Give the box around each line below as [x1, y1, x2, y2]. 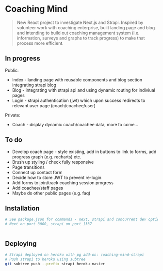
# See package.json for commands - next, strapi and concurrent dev [5, 217, 147, 222]
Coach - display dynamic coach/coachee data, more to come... [12, 121, 139, 127]
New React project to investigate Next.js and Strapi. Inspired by [16, 19, 144, 25]
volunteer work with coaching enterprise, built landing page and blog [16, 24, 155, 30]
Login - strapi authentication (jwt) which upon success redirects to [12, 97, 146, 103]
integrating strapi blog [12, 82, 57, 88]
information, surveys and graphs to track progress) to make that [16, 35, 145, 41]
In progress [5, 55, 40, 63]
